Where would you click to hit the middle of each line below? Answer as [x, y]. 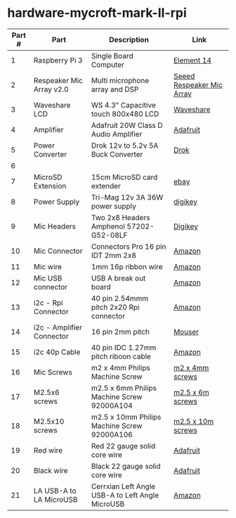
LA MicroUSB [56, 499]
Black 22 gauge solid [126, 466]
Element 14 [192, 60]
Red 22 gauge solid [123, 446]
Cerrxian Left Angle [123, 486]
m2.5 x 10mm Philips [126, 417]
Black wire [51, 470]
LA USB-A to [55, 491]
